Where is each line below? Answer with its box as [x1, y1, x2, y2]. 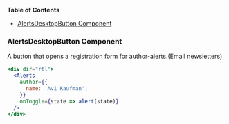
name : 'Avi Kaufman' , [25, 85, 89, 92]
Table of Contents [7, 6, 60, 14]
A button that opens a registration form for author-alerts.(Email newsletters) [7, 52, 223, 61]
